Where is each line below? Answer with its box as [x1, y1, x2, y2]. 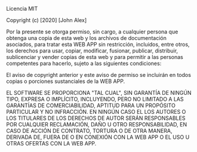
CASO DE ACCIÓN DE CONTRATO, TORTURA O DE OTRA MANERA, [6, 128, 173, 134]
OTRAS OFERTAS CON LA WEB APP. [6, 140, 97, 147]
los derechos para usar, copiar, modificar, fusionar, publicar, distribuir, [6, 47, 178, 54]
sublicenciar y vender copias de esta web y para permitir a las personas [6, 54, 183, 60]
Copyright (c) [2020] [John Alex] [6, 17, 87, 23]
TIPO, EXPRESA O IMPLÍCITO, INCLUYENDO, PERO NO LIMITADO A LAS [6, 95, 184, 103]
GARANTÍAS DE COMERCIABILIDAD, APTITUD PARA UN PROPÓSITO [6, 102, 176, 109]
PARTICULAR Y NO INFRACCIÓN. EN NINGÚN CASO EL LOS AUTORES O [6, 108, 186, 115]
